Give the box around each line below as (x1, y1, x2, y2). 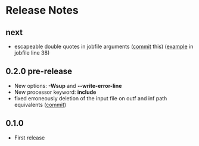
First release (14, 134, 45, 141)
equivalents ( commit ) (14, 101, 67, 108)
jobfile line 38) (14, 49, 50, 56)
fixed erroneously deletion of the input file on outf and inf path (14, 94, 167, 101)
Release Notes (5, 4, 79, 17)
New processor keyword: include (14, 88, 97, 96)
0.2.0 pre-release (5, 66, 73, 77)
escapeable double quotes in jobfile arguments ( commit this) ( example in (14, 43, 194, 50)
